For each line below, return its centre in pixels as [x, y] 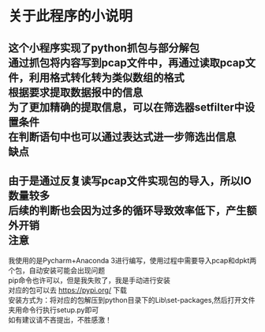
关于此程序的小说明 [71, 16]
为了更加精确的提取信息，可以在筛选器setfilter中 [127, 107]
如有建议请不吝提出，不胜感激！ [60, 320]
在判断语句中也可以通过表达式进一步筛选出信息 [122, 136]
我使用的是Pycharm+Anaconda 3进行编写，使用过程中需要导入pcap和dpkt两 [132, 261]
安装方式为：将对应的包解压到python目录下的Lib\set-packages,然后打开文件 [132, 300]
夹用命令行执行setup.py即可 [54, 310]
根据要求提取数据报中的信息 [76, 92]
